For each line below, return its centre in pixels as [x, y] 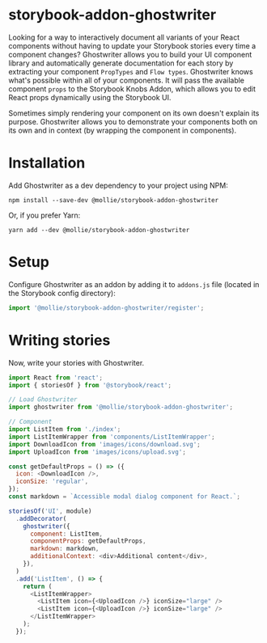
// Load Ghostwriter [43, 400]
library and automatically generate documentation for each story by [121, 63]
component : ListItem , [66, 534]
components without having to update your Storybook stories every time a [132, 45]
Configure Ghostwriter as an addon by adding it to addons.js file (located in [134, 284]
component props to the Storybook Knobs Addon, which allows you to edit [132, 89]
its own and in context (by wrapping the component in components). [123, 130]
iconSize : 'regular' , [52, 482]
